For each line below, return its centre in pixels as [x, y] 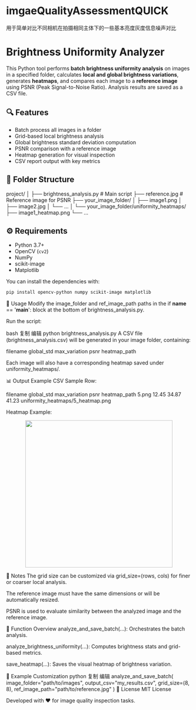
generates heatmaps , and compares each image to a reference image [92, 81]
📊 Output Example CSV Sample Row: [52, 381]
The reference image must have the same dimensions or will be [83, 593]
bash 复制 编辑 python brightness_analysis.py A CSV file [74, 333]
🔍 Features [27, 113]
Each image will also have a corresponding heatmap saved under [85, 363]
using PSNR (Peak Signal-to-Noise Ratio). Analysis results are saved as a [94, 87]
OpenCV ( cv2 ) [31, 251]
